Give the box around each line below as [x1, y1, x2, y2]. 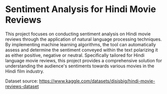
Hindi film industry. [5, 68, 44, 74]
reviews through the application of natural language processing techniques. [5, 36, 162, 42]
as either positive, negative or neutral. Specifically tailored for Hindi [5, 52, 145, 58]
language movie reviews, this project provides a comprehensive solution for [5, 57, 162, 63]
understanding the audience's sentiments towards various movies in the [5, 63, 154, 69]
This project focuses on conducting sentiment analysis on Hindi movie [5, 31, 151, 37]
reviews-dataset [5, 83, 39, 89]
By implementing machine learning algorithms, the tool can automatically [5, 41, 156, 47]
